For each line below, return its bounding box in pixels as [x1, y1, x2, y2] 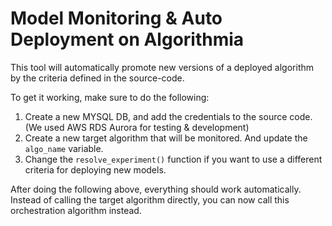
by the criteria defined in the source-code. [10, 72, 185, 84]
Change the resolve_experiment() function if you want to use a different [24, 153, 323, 165]
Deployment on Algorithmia [10, 28, 245, 51]
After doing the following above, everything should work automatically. [10, 183, 302, 195]
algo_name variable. [24, 142, 104, 154]
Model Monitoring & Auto [10, 7, 223, 30]
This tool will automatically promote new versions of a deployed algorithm [10, 61, 315, 73]
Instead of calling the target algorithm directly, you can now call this [10, 193, 290, 206]
